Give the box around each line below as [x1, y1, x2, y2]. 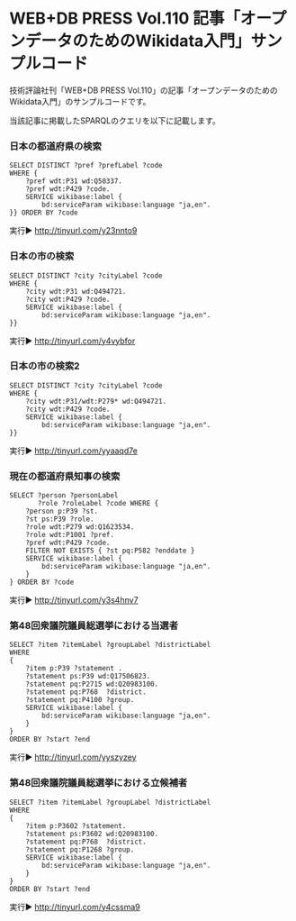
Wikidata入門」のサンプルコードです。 [9, 96, 151, 106]
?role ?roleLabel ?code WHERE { [37, 499, 159, 508]
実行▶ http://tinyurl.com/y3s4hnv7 [9, 595, 139, 606]
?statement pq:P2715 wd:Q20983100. [25, 679, 159, 689]
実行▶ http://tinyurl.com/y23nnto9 [9, 225, 138, 236]
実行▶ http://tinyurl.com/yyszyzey [9, 752, 137, 762]
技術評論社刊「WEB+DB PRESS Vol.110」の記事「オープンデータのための [9, 85, 279, 96]
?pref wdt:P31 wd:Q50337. [25, 177, 123, 186]
